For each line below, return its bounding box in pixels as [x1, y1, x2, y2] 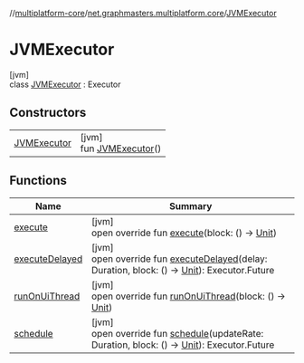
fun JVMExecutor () [80, 142, 162, 155]
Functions [9, 173, 68, 188]
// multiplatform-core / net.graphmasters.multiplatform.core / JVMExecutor [9, 8, 278, 18]
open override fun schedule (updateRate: [90, 327, 264, 339]
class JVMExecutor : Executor [9, 79, 121, 90]
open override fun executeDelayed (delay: [90, 253, 268, 265]
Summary [168, 199, 213, 212]
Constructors [9, 105, 87, 120]
